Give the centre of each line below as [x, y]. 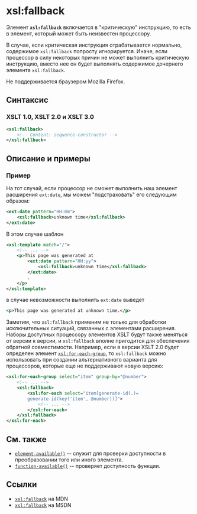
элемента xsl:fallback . [36, 70]
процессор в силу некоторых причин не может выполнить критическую [98, 57]
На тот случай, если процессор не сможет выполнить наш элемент [92, 188]
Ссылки [22, 485]
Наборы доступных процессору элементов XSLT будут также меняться [97, 334]
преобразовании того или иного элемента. [69, 460]
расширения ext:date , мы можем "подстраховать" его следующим [92, 194]
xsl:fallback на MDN [41, 499]
